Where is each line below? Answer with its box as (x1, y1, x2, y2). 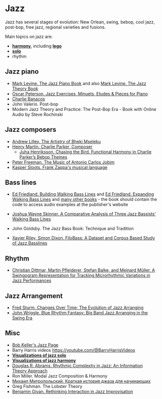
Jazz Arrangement (5, 291, 63, 300)
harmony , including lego (12, 43, 62, 49)
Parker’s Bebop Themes (19, 154, 67, 160)
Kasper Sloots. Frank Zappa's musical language (12, 164, 108, 170)
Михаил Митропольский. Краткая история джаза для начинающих (12, 378, 151, 384)
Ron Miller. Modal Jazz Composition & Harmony (12, 373, 108, 379)
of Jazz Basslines (12, 240, 48, 246)
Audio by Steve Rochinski (12, 111, 63, 117)
